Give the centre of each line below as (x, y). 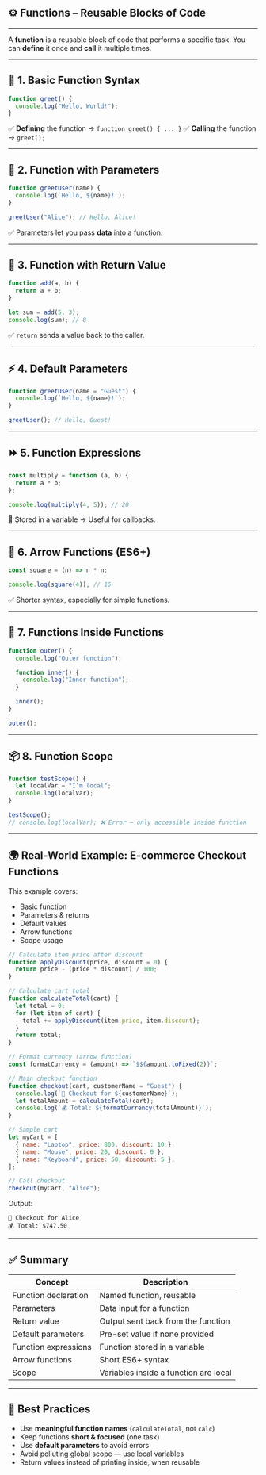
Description (165, 1282)
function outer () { (40, 651)
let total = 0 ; (40, 1006)
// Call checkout (37, 1181)
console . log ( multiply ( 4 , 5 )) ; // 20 (68, 504)
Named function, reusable (148, 1295)
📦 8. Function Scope (61, 757)
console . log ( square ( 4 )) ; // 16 (60, 585)
